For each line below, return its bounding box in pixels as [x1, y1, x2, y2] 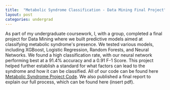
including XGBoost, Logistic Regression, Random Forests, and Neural [5, 47, 149, 53]
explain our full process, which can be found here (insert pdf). [5, 79, 135, 85]
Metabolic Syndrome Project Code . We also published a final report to [5, 74, 151, 80]
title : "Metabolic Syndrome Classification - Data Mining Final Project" [5, 7, 166, 13]
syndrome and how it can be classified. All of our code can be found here [5, 68, 158, 74]
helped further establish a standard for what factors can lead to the [5, 63, 146, 69]
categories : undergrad [5, 17, 53, 22]
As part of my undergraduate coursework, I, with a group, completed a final [5, 31, 163, 37]
